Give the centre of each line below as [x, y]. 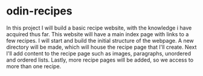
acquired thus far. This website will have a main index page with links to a [98, 34]
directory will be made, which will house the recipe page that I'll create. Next [101, 47]
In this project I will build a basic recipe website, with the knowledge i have [99, 28]
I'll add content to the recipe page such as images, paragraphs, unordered [99, 53]
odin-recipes [39, 11]
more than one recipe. [34, 66]
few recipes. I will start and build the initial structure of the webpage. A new [100, 40]
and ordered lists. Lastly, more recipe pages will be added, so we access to [100, 60]
